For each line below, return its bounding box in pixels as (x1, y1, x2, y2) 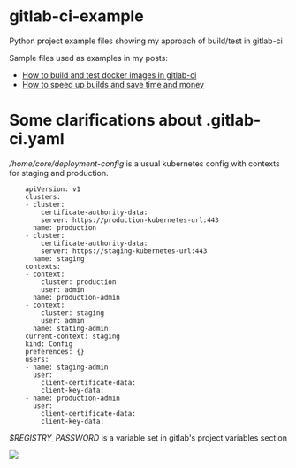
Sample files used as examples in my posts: (9, 52, 168, 63)
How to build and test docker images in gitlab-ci (21, 69, 197, 81)
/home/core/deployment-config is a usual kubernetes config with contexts (9, 157, 280, 169)
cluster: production (41, 277, 117, 287)
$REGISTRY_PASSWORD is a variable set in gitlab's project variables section (9, 432, 287, 443)
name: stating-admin (32, 324, 109, 333)
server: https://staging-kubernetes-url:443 (41, 246, 208, 256)
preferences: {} (25, 347, 86, 356)
